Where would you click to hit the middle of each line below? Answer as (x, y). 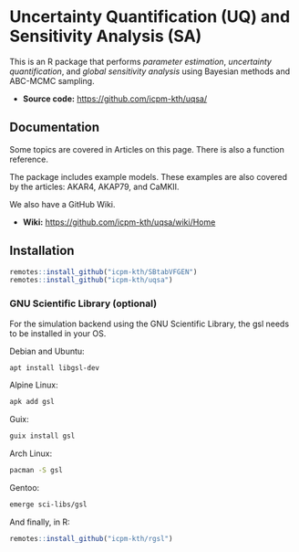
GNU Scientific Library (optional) (83, 303)
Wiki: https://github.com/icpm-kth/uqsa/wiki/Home (119, 222)
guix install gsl (42, 436)
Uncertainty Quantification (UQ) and (150, 17)
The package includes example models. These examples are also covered (149, 176)
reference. (29, 159)
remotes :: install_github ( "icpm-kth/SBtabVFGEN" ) (103, 271)
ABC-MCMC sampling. (52, 80)
